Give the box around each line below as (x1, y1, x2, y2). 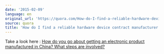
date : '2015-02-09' (5, 7, 45, 12)
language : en (5, 12, 32, 17)
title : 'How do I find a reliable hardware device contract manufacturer (5, 25, 159, 30)
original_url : (5, 16, 34, 21)
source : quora (5, 20, 34, 26)
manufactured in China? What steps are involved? (5, 44, 105, 50)
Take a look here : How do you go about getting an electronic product (5, 38, 145, 44)
